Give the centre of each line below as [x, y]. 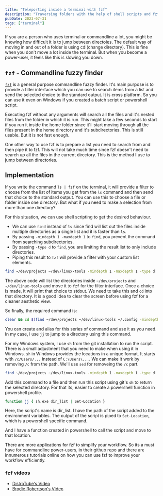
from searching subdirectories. [43, 242]
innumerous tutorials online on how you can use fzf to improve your [73, 455]
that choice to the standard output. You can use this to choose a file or [75, 197]
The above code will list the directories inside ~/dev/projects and [70, 281]
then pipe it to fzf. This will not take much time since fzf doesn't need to [77, 150]
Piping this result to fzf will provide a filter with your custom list [75, 257]
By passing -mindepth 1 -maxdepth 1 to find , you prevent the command [84, 236]
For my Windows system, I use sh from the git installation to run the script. [79, 343]
